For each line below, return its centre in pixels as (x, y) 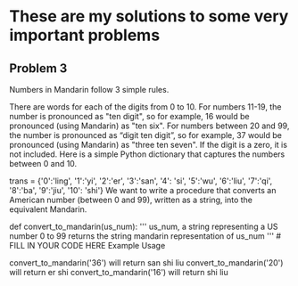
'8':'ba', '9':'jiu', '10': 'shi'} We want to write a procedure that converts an (143, 190)
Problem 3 (38, 68)
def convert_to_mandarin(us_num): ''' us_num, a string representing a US (144, 226)
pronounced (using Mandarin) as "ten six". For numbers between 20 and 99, (149, 126)
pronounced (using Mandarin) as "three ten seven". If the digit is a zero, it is (149, 145)
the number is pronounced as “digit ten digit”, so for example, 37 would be (146, 135)
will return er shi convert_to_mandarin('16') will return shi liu (119, 272)
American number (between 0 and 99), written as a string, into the (131, 200)
